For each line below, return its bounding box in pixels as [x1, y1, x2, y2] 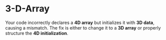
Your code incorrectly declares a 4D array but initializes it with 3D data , [5, 19, 155, 25]
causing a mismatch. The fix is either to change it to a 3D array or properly [5, 24, 161, 30]
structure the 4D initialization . [5, 30, 68, 36]
